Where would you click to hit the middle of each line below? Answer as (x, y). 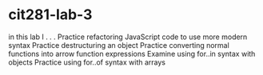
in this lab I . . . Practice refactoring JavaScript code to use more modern (128, 37)
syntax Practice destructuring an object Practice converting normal (119, 45)
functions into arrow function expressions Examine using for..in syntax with (132, 53)
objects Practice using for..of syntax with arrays (87, 62)
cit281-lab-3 (50, 15)
